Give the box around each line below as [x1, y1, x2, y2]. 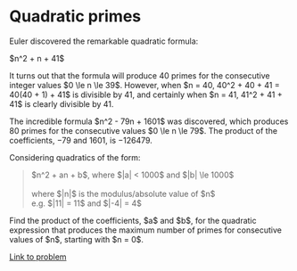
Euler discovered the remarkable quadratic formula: [9, 36, 199, 46]
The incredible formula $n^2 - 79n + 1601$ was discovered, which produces [9, 116, 289, 127]
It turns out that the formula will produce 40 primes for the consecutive [9, 70, 270, 81]
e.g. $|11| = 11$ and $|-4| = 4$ [30, 198, 143, 209]
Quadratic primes [9, 6, 141, 27]
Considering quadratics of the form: [9, 152, 141, 162]
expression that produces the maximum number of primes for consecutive [9, 225, 283, 235]
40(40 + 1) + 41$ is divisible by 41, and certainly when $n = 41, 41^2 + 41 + [9, 89, 283, 100]
